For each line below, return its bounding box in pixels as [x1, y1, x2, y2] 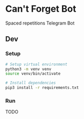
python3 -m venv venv [5, 66, 52, 72]
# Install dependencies [5, 80, 56, 86]
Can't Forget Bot [5, 3, 76, 15]
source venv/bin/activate [5, 71, 60, 77]
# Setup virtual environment [5, 62, 68, 67]
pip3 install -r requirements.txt [5, 85, 79, 90]
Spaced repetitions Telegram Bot [5, 20, 75, 26]
